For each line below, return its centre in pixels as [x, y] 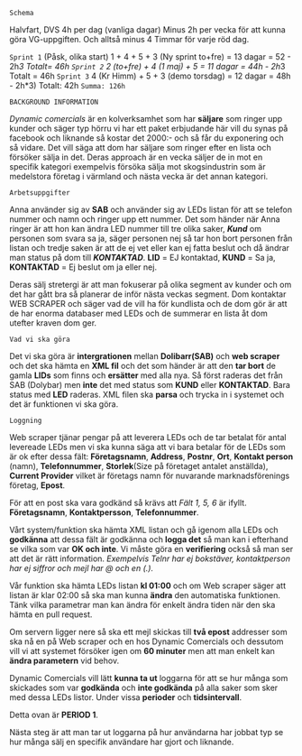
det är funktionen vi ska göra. [64, 404]
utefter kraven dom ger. [53, 323]
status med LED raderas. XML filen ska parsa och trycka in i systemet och [147, 394]
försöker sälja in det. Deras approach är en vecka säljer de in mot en [136, 157]
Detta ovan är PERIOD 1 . [54, 715]
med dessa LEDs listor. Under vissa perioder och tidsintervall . [125, 697]
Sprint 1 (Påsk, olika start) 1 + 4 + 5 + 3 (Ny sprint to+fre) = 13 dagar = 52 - [150, 57]
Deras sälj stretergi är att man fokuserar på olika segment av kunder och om [151, 285]
